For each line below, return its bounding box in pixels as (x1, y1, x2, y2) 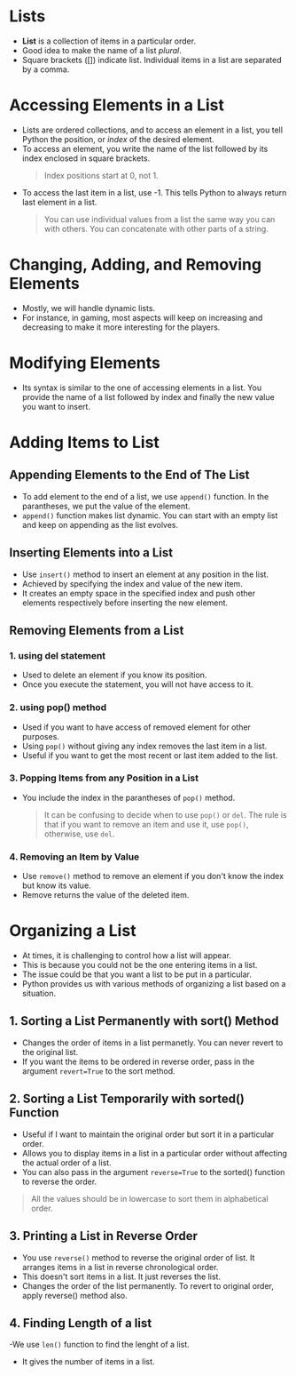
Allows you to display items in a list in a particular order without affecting (21, 1148, 288, 1158)
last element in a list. (21, 196, 97, 207)
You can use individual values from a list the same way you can (43, 213, 276, 224)
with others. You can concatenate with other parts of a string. (43, 223, 269, 234)
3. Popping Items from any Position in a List (9, 772, 199, 784)
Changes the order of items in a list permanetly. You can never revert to (21, 1037, 284, 1048)
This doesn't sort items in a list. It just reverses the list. (21, 1271, 222, 1282)
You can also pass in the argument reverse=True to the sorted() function (21, 1166, 285, 1177)
